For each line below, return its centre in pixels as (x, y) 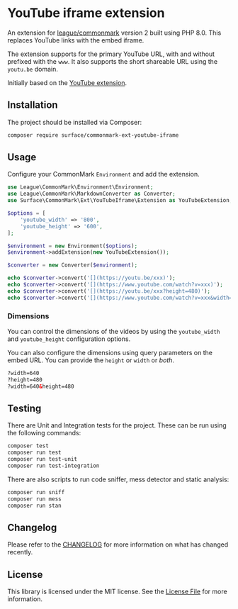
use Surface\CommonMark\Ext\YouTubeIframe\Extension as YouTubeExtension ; (120, 201)
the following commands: (44, 433)
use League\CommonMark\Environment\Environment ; (80, 187)
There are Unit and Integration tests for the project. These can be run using (117, 425)
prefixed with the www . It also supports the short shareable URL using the (113, 61)
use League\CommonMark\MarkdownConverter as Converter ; (91, 194)
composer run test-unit (42, 459)
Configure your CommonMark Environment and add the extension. (103, 174)
